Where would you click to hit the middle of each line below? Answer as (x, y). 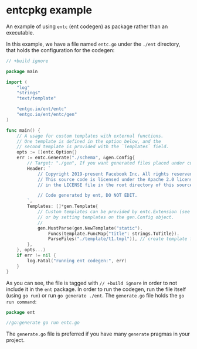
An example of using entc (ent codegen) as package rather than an (87, 26)
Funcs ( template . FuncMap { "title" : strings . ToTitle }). (114, 234)
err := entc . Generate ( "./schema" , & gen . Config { (76, 158)
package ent (21, 312)
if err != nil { (37, 255)
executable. (20, 32)
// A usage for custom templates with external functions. (90, 136)
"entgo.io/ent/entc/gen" (47, 115)
